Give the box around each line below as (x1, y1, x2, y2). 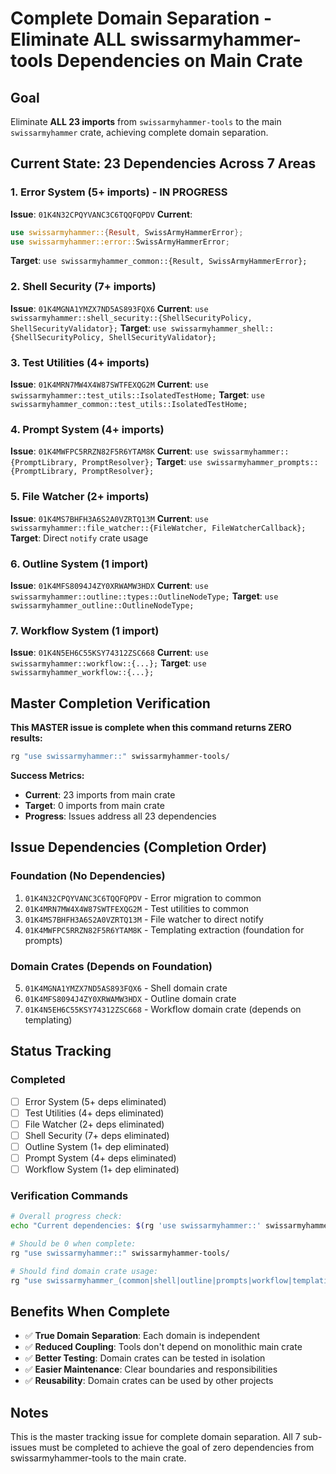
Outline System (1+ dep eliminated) (24, 1140, 170, 1152)
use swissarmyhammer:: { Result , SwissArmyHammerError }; (10, 227, 244, 237)
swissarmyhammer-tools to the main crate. (10, 1452, 187, 1464)
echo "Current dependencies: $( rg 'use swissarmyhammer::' (10, 1221, 262, 1231)
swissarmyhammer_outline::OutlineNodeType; (10, 600, 195, 611)
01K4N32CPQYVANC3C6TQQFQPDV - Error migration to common (24, 892, 262, 904)
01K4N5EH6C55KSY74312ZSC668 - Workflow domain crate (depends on (24, 1003, 302, 1015)
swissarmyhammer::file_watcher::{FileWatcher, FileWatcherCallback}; (10, 523, 307, 533)
